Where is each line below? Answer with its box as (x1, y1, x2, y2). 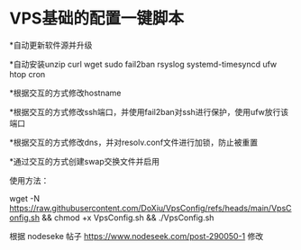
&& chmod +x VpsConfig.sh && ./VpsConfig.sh (41, 212, 214, 223)
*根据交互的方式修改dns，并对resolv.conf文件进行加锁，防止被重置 (9, 137, 259, 147)
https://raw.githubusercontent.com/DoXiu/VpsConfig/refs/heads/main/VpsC (9, 202, 292, 213)
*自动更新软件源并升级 (9, 40, 93, 50)
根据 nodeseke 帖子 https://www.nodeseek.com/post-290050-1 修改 (9, 230, 264, 241)
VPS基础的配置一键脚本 (9, 8, 185, 29)
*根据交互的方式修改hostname (9, 87, 122, 98)
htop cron (9, 68, 46, 79)
